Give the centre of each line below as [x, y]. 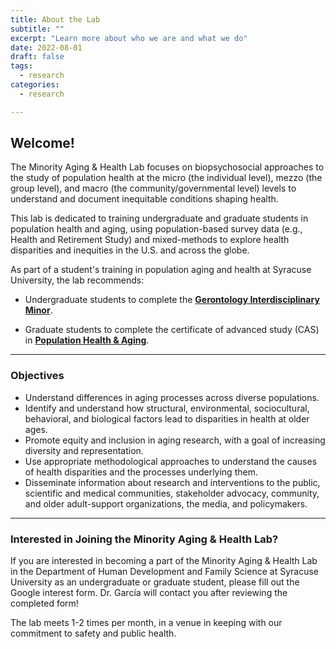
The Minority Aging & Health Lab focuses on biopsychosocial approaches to [167, 167]
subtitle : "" [37, 29]
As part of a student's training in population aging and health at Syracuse [161, 270]
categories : [35, 85]
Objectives [37, 376]
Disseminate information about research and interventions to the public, [172, 482]
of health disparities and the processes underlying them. [141, 472]
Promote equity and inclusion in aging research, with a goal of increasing [175, 440]
